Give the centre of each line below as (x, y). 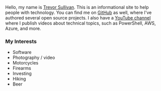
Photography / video (34, 57)
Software (22, 52)
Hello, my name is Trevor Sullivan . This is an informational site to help (77, 7)
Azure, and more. (23, 28)
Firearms (22, 68)
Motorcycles (25, 63)
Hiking (19, 79)
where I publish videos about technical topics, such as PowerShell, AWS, (80, 23)
